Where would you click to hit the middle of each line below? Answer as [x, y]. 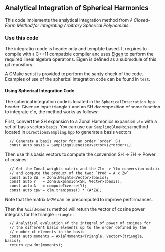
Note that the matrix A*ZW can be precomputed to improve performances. [79, 200]
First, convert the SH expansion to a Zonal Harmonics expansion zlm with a [81, 122]
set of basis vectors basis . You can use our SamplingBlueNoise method [77, 127]
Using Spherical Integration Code [40, 90]
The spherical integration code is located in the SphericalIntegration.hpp [80, 102]
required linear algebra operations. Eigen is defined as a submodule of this [81, 59]
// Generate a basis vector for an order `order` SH [65, 141]
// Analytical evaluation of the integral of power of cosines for [80, 223]
